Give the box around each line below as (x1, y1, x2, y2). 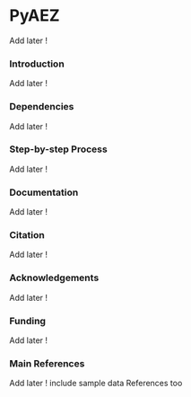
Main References (9, 357, 85, 369)
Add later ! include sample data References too (9, 378, 183, 389)
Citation (9, 229, 45, 242)
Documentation (9, 186, 79, 198)
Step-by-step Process (9, 143, 108, 155)
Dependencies (9, 101, 74, 113)
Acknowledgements (9, 271, 100, 284)
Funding (9, 314, 47, 327)
